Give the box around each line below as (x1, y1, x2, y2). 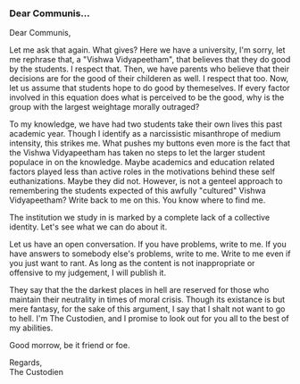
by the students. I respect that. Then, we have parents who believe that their (9, 63, 290, 74)
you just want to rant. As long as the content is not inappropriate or (9, 258, 255, 269)
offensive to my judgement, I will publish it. (9, 267, 167, 279)
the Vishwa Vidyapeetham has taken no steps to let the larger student (9, 147, 266, 158)
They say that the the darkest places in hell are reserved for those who (9, 285, 270, 296)
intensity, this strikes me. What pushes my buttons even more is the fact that (9, 138, 291, 149)
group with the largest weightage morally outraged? (9, 102, 200, 113)
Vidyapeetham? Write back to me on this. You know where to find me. (9, 195, 266, 205)
